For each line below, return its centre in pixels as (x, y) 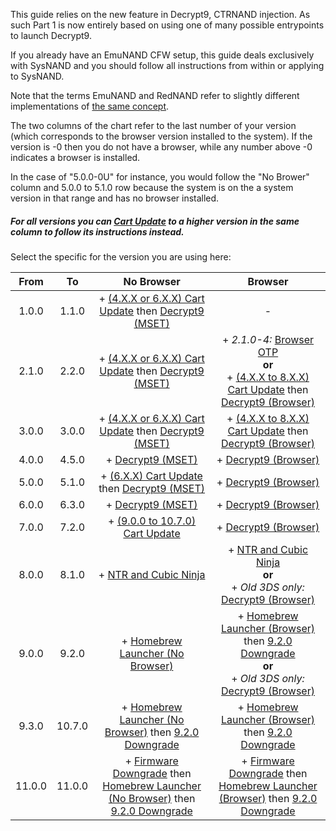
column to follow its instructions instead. (97, 231)
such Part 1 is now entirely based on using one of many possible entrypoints (167, 25)
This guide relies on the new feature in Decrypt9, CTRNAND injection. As (160, 14)
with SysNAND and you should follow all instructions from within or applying (167, 65)
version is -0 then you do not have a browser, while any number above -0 (161, 147)
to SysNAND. (37, 76)
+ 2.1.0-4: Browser (268, 339)
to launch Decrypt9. (51, 35)
